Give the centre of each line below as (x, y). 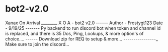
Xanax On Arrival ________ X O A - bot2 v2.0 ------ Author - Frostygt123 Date (84, 23)
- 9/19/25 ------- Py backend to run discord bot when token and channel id (83, 28)
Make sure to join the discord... (37, 44)
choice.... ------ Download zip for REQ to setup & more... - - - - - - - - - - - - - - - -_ (82, 39)
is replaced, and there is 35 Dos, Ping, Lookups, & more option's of (74, 33)
